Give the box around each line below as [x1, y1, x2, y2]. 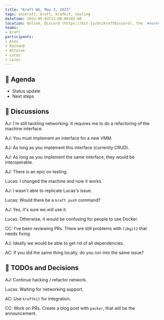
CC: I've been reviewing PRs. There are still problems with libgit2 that [5, 225, 147, 231]
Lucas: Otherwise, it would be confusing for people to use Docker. [5, 216, 138, 222]
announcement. [5, 310, 37, 316]
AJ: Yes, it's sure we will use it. [5, 206, 67, 213]
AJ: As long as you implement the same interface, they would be [5, 154, 135, 160]
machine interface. [5, 126, 43, 131]
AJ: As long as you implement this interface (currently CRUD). [5, 145, 129, 150]
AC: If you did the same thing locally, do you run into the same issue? [5, 250, 144, 256]
